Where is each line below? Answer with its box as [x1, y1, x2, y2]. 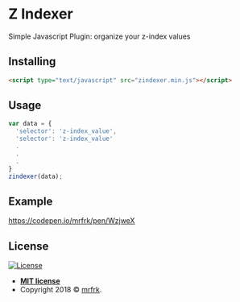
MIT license [19, 276, 60, 286]
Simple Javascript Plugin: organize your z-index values [8, 31, 191, 41]
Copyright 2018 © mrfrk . [19, 285, 102, 295]
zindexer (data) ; [8, 172, 63, 180]
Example [8, 194, 53, 208]
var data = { [8, 120, 52, 128]
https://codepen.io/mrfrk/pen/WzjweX [8, 216, 135, 225]
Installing [8, 55, 56, 68]
